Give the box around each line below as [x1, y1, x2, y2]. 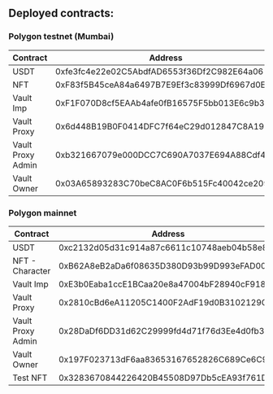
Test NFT [12, 372, 48, 383]
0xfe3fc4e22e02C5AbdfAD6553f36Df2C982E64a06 [55, 65, 264, 77]
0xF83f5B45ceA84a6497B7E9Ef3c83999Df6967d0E [55, 79, 266, 90]
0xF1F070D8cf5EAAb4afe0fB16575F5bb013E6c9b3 [55, 97, 265, 108]
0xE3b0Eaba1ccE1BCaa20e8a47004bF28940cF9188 [58, 278, 271, 290]
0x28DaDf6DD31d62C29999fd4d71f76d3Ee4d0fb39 [58, 325, 270, 336]
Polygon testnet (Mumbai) [8, 31, 115, 42]
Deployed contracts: [8, 7, 115, 20]
